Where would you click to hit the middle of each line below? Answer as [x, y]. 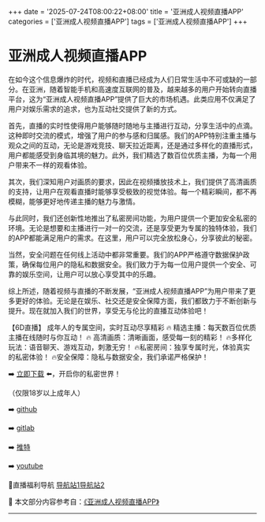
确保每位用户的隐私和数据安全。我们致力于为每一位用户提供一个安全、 [136, 264]
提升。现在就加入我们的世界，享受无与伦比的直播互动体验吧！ [108, 310]
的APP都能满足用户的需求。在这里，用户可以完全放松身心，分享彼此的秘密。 [132, 238]
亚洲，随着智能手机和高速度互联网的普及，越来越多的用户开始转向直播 [143, 89]
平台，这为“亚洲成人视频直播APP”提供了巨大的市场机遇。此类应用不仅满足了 [132, 99]
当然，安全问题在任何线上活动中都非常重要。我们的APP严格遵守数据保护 [125, 254]
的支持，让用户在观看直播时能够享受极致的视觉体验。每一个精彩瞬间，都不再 [132, 191]
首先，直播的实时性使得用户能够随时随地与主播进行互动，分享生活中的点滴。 [132, 125]
